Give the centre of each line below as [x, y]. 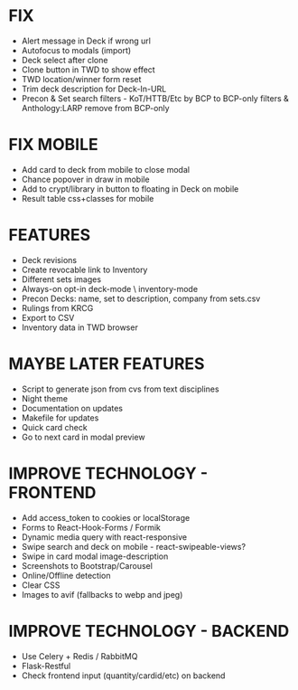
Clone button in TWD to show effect [88, 70]
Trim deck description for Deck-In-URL [94, 89]
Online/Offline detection [66, 575]
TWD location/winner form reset [81, 79]
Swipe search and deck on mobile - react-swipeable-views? [133, 546]
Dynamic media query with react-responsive [104, 537]
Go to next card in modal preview [83, 437]
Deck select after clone [65, 60]
